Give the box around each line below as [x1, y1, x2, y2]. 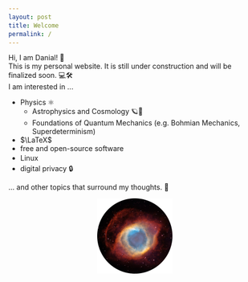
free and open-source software [19, 144, 124, 153]
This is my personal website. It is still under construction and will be [8, 61, 232, 72]
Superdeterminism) [31, 127, 96, 137]
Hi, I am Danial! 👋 [8, 53, 65, 63]
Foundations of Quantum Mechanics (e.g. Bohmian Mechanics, [31, 118, 241, 128]
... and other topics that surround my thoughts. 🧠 [8, 182, 169, 192]
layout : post [8, 13, 52, 21]
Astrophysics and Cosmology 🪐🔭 [31, 107, 143, 116]
